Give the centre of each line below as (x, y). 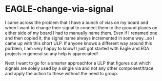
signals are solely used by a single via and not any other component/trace (79, 68)
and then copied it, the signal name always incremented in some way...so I (80, 38)
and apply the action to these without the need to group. (62, 73)
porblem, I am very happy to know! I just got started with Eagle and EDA (77, 48)
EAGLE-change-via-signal (59, 9)
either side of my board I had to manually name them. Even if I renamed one (81, 33)
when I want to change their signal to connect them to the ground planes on (81, 27)
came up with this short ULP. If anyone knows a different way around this (79, 43)
